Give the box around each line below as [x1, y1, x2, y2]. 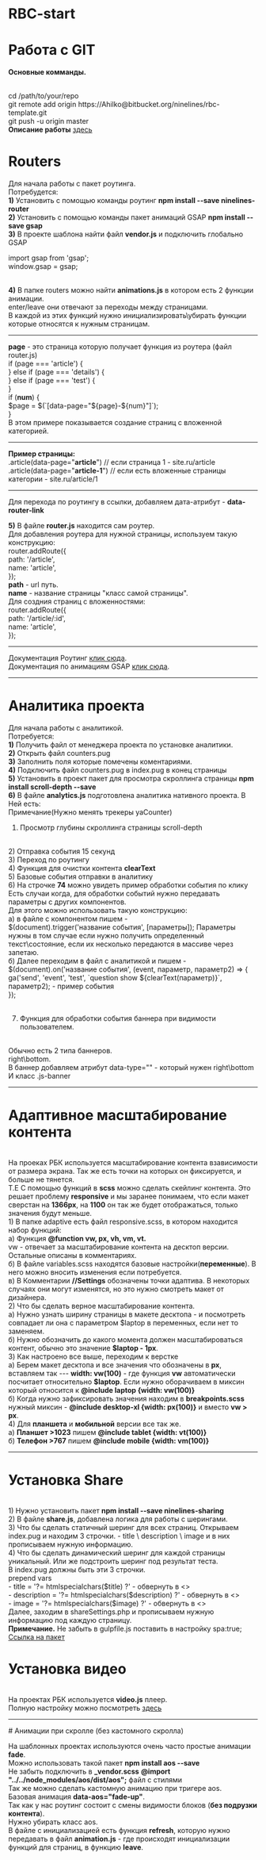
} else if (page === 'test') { [8, 376, 96, 385]
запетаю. [8, 948, 40, 957]
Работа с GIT [8, 41, 96, 59]
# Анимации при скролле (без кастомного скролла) [8, 1726, 184, 1735]
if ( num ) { [8, 393, 40, 402]
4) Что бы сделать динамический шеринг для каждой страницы [8, 1547, 226, 1557]
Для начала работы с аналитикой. [8, 723, 124, 732]
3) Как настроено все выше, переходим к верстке [8, 1352, 179, 1361]
